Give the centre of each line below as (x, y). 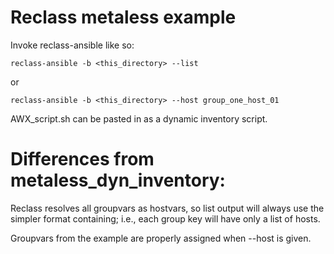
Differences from (82, 159)
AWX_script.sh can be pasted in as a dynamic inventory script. (139, 118)
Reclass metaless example (123, 17)
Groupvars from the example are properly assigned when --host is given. (161, 238)
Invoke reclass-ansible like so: (72, 45)
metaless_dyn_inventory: (118, 180)
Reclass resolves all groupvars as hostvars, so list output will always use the (167, 208)
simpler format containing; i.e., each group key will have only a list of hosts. (165, 218)
